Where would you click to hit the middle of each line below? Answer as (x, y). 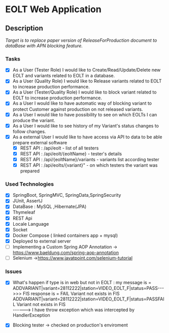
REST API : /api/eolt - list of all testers (59, 148)
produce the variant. (34, 120)
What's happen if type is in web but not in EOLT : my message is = (82, 283)
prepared (30, 171)
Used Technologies (30, 184)
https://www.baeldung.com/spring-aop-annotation (66, 252)
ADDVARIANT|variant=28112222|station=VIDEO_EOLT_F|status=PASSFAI (88, 299)
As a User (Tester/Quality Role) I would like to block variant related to (84, 92)
